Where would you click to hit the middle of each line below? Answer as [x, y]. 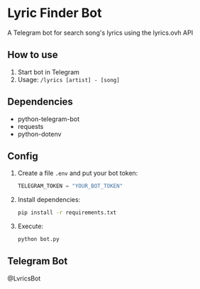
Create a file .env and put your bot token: [78, 173]
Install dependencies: [49, 200]
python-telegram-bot [49, 119]
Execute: [30, 226]
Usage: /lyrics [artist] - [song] [69, 79]
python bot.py [38, 239]
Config [23, 156]
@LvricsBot [24, 278]
